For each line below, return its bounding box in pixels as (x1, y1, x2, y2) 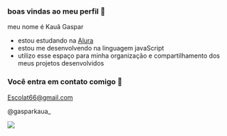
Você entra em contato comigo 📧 (7, 77, 122, 87)
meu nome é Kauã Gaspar (7, 23, 84, 31)
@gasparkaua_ (7, 107, 51, 115)
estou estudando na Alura (17, 36, 94, 45)
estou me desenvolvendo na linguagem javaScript (17, 44, 164, 53)
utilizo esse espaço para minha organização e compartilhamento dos (17, 51, 221, 60)
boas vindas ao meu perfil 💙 (7, 6, 105, 16)
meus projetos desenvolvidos (17, 59, 105, 68)
